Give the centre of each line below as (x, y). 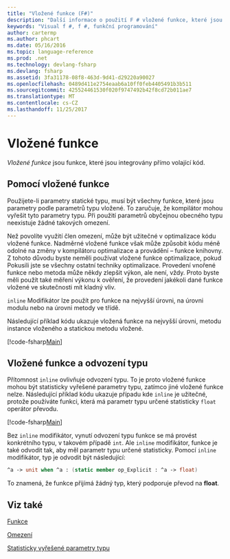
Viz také (25, 505)
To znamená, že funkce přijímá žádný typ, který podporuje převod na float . (113, 483)
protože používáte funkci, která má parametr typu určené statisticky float (112, 402)
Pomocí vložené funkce (58, 184)
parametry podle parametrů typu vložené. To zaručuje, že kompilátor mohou (115, 208)
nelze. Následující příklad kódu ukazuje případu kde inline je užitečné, (107, 394)
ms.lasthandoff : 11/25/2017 (47, 109)
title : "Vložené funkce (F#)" (50, 13)
